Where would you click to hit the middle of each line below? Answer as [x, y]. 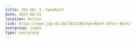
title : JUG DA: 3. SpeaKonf [35, 10]
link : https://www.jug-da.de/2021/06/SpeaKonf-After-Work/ [68, 23]
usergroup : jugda [23, 28]
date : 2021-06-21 [23, 14]
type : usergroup [22, 33]
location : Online [23, 19]
